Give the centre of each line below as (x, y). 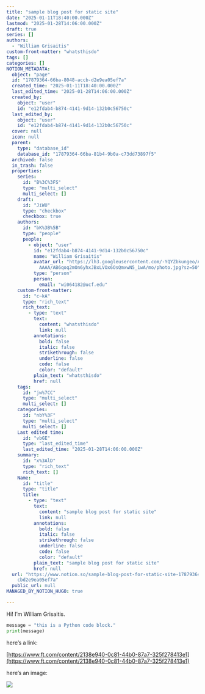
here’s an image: (27, 673)
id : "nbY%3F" (39, 415)
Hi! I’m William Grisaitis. (36, 614)
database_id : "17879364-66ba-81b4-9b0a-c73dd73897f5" (87, 154)
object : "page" (31, 75)
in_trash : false (32, 166)
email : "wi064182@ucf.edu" (73, 285)
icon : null (26, 137)
